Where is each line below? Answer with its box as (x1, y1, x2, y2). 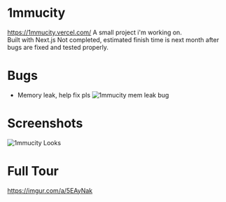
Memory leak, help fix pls (17, 90, 91, 99)
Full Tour (7, 163, 59, 179)
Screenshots (7, 116, 83, 131)
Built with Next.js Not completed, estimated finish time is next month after (7, 35, 219, 43)
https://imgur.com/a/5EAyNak (7, 186, 93, 194)
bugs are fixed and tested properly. (7, 43, 109, 51)
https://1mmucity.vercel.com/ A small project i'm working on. (7, 28, 182, 36)
